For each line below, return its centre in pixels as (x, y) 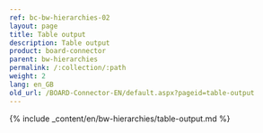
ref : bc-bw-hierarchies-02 (60, 18)
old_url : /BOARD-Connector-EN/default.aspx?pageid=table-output (132, 93)
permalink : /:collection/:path (68, 68)
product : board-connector (57, 51)
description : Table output (60, 43)
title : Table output (48, 34)
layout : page (34, 26)
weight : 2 (28, 76)
